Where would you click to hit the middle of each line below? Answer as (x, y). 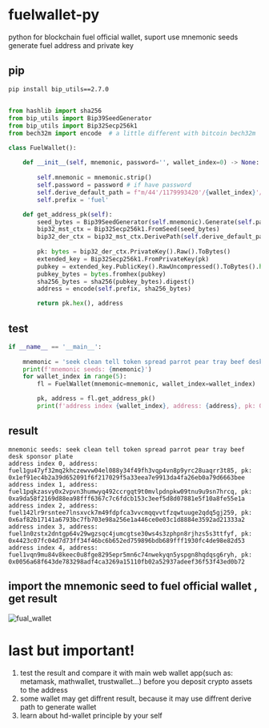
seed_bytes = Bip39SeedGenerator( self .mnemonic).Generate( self (145, 222)
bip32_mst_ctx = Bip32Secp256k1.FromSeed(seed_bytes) (128, 229)
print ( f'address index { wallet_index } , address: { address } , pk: (147, 406)
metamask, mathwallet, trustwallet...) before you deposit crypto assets (136, 681)
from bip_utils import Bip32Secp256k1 (73, 126)
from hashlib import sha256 (55, 111)
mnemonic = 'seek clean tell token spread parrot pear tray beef (134, 362)
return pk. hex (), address (80, 303)
